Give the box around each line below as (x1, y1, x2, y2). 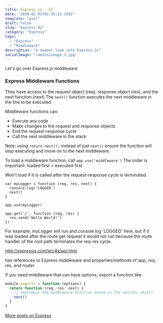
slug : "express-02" (5, 25, 45, 30)
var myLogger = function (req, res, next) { (5, 181, 97, 186)
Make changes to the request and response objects (12, 123, 116, 129)
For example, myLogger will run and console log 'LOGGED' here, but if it (5, 228, 149, 234)
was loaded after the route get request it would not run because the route (5, 233, 152, 239)
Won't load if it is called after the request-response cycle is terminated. (5, 172, 147, 178)
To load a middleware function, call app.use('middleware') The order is (5, 157, 147, 163)
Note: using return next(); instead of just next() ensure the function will (5, 143, 152, 149)
